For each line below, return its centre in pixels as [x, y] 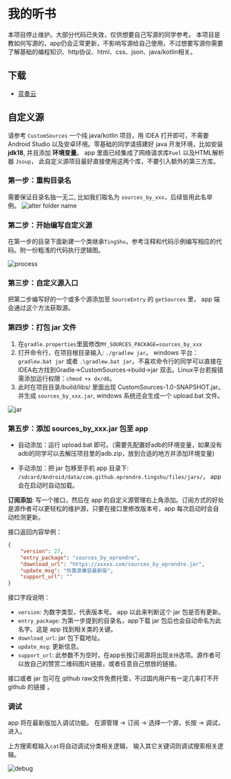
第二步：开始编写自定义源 [50, 225]
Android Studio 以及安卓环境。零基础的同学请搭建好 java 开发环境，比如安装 [115, 144]
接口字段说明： [29, 598]
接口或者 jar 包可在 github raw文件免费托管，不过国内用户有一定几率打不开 [113, 678]
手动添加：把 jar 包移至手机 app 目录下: [73, 468]
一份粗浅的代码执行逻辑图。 [65, 250]
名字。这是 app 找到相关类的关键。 [67, 629]
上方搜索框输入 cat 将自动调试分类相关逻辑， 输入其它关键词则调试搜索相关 [113, 746]
